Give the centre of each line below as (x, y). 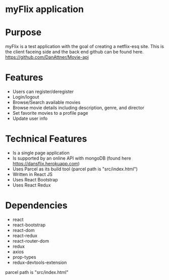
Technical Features (46, 139)
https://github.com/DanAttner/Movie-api (47, 57)
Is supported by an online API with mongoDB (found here (72, 158)
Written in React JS (33, 174)
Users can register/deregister (43, 91)
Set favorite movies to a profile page (50, 113)
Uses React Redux (32, 185)
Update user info (30, 119)
